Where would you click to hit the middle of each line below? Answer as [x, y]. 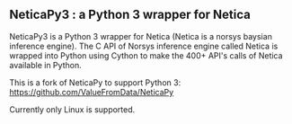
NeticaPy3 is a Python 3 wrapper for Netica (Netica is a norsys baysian [141, 36]
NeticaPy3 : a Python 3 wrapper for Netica [130, 15]
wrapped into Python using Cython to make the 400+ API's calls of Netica [146, 55]
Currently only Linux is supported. [72, 109]
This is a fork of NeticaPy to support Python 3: [95, 82]
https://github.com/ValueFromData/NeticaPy [92, 92]
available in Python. [46, 65]
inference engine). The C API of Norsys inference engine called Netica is [144, 46]
